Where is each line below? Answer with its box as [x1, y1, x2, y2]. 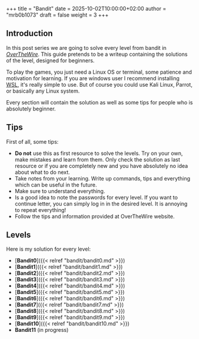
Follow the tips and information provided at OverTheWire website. [14, 213, 175, 220]
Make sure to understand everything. [14, 187, 105, 195]
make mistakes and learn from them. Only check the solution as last [14, 156, 181, 163]
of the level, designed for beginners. [6, 56, 95, 64]
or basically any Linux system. [6, 87, 80, 94]
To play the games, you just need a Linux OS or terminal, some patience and [6, 68, 192, 75]
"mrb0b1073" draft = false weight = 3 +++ [6, 11, 109, 18]
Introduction [6, 28, 53, 39]
